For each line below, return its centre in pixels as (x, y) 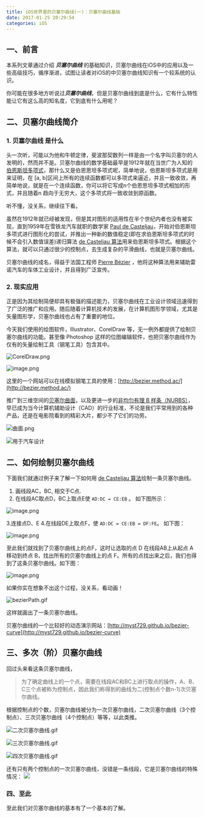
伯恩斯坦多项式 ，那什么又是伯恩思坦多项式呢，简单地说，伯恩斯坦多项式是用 (102, 170)
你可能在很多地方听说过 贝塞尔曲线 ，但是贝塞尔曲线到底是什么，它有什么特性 (102, 93)
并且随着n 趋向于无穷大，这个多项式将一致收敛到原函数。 (88, 193)
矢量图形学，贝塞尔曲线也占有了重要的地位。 (62, 316)
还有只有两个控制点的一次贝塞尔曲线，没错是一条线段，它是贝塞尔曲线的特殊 (102, 768)
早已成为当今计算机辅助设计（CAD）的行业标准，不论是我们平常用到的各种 (100, 408)
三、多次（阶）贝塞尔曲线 (54, 653)
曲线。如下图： (62, 563)
